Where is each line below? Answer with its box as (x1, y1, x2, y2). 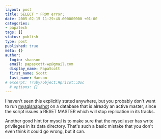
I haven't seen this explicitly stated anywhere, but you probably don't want (5, 98, 156, 104)
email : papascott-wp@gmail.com (9, 62, 74, 67)
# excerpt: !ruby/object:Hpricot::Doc (5, 80, 84, 85)
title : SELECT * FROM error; (5, 12, 65, 17)
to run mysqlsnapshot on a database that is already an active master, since (5, 103, 157, 109)
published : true (5, 44, 38, 48)
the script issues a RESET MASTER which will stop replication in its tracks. (5, 108, 155, 114)
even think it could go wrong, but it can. (5, 128, 85, 134)
